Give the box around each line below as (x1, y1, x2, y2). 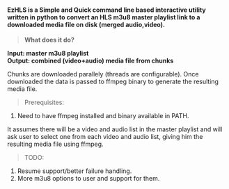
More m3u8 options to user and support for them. (17, 174, 160, 183)
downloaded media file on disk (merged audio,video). (7, 20, 166, 28)
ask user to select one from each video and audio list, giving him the (7, 133, 203, 141)
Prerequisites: (24, 98, 65, 107)
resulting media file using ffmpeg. (7, 140, 104, 149)
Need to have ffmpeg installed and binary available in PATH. (17, 112, 189, 120)
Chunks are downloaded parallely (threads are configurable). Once (7, 70, 199, 79)
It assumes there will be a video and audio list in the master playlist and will (7, 125, 223, 133)
